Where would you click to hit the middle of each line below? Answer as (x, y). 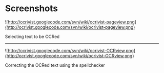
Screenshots (31, 9)
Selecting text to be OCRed (32, 36)
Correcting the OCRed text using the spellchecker (55, 65)
